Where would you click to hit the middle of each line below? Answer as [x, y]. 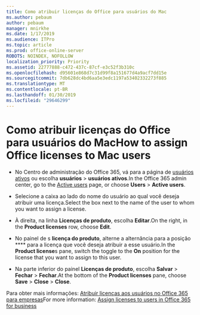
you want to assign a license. [50, 209]
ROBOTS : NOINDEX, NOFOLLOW [40, 56]
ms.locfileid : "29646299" [38, 100]
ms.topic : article [29, 45]
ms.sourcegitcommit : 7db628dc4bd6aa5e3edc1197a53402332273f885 [87, 78]
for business [21, 305]
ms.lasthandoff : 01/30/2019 [41, 95]
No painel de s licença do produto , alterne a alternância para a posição [103, 238]
